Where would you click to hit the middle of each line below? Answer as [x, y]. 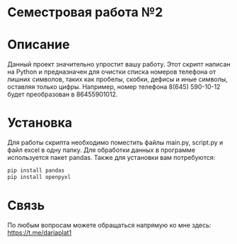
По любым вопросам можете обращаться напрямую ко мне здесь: [109, 225]
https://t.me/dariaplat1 [40, 232]
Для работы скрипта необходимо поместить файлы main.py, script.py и [115, 143]
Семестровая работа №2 [85, 12]
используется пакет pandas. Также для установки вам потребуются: [111, 158]
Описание [39, 45]
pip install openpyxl [39, 177]
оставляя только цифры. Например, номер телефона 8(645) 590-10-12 [114, 87]
